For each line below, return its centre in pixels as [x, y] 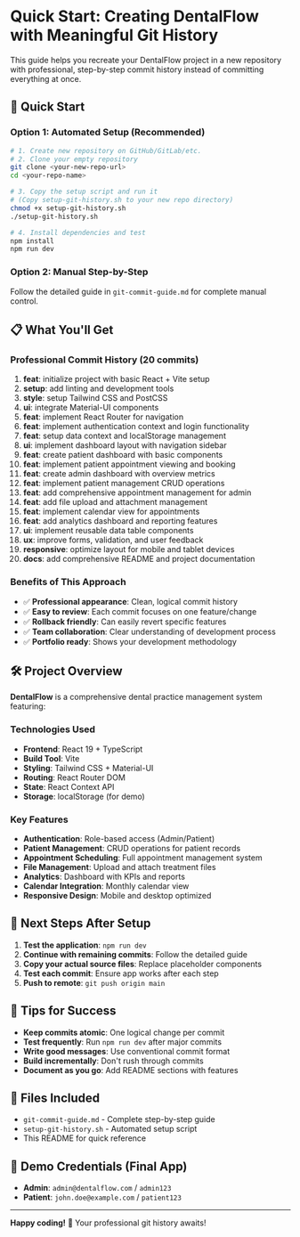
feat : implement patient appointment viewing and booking [129, 464]
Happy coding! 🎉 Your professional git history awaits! [108, 1223]
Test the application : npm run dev [85, 945]
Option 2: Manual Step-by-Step [79, 272]
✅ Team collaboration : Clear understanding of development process [150, 631]
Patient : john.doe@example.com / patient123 [102, 1197]
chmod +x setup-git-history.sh [68, 208]
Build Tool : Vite [51, 758]
